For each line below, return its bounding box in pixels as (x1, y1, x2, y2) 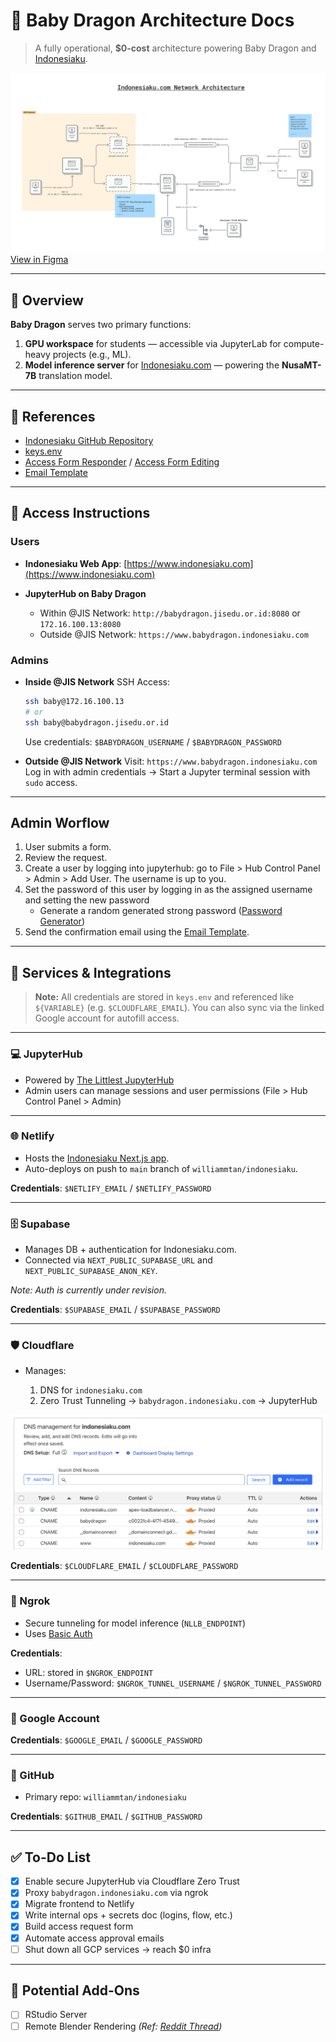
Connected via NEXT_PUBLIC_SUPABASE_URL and (24, 1254, 213, 1266)
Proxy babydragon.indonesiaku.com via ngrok (24, 1887, 209, 1899)
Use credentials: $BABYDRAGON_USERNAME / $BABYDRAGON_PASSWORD (24, 735, 282, 748)
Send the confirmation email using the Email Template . (24, 926, 250, 938)
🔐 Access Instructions (10, 505, 151, 522)
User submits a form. (24, 841, 112, 853)
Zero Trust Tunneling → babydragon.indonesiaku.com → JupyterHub (39, 1395, 318, 1407)
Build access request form (24, 1920, 134, 1933)
